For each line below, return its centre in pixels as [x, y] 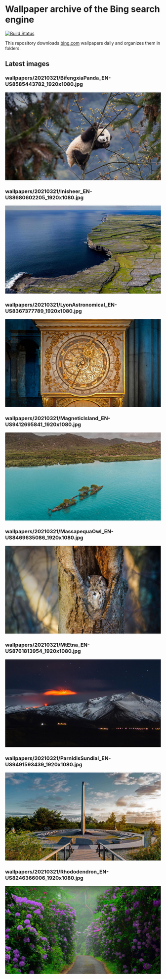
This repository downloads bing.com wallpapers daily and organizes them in [83, 43]
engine [20, 20]
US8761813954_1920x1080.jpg [43, 651]
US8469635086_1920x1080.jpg [44, 538]
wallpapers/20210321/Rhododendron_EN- [57, 871]
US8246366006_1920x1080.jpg [44, 878]
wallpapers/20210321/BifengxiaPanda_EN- [58, 78]
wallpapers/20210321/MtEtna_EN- [47, 645]
